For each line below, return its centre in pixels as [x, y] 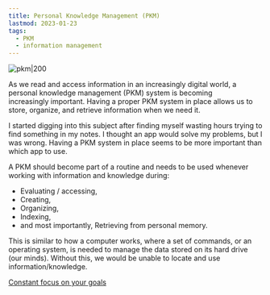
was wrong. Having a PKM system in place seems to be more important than [135, 143]
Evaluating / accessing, [59, 191]
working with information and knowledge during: [89, 176]
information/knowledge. [48, 267]
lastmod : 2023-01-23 [43, 23]
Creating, [35, 200]
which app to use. [38, 152]
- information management [59, 46]
